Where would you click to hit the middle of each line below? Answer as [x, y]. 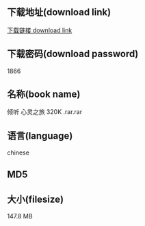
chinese [18, 152]
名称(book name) [44, 94]
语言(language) [40, 136]
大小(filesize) [35, 200]
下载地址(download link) [59, 12]
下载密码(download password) [73, 54]
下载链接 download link [40, 30]
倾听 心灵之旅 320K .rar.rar [45, 112]
